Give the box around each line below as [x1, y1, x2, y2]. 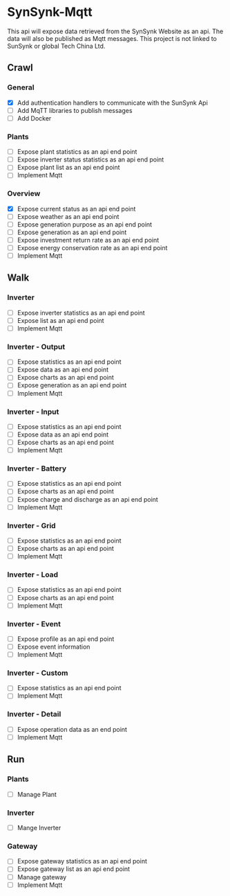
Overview [7, 188, 41, 198]
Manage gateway [17, 872, 67, 881]
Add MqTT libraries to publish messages [17, 106, 133, 114]
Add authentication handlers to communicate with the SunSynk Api [17, 98, 209, 107]
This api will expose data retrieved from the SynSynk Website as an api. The [7, 27, 224, 35]
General [7, 82, 35, 92]
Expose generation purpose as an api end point [17, 220, 153, 229]
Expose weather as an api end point [17, 212, 119, 220]
